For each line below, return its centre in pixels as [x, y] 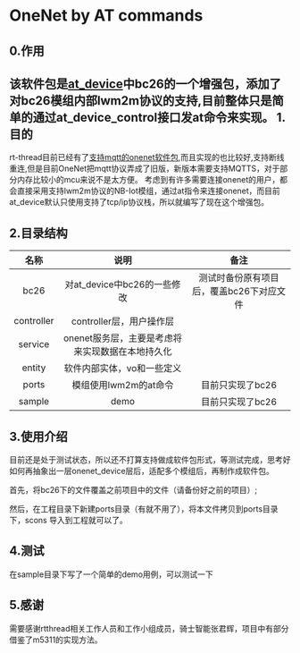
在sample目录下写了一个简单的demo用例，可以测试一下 [112, 574]
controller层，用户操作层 [123, 321]
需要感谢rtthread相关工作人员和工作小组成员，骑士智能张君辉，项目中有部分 [149, 628]
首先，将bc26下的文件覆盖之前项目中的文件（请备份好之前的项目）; [133, 490]
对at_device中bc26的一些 [118, 284]
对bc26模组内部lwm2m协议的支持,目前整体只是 [141, 101]
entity [34, 368]
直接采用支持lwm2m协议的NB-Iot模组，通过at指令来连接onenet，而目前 [149, 191]
